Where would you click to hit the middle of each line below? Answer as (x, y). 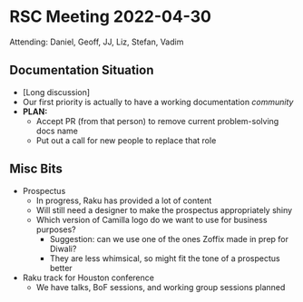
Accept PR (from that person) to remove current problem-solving (157, 121)
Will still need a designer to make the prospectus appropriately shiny (164, 209)
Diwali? (63, 248)
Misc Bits (36, 169)
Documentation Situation (82, 70)
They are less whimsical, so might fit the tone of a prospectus (165, 258)
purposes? (56, 229)
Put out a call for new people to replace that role (126, 140)
